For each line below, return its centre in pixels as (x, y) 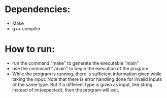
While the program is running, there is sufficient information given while (87, 74)
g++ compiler (26, 28)
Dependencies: (38, 9)
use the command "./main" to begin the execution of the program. (81, 68)
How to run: (30, 49)
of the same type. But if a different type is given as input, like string (82, 84)
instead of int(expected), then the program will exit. (66, 90)
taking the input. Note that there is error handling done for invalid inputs (87, 79)
